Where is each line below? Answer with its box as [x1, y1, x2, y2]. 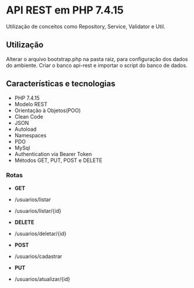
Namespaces [14, 131, 47, 138]
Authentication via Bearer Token [14, 150, 92, 157]
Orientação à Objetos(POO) [14, 107, 81, 114]
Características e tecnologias [6, 79, 116, 89]
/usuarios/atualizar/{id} [14, 275, 70, 282]
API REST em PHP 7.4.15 [6, 4, 124, 17]
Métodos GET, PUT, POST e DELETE [14, 157, 102, 164]
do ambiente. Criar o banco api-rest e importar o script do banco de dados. [6, 62, 188, 69]
